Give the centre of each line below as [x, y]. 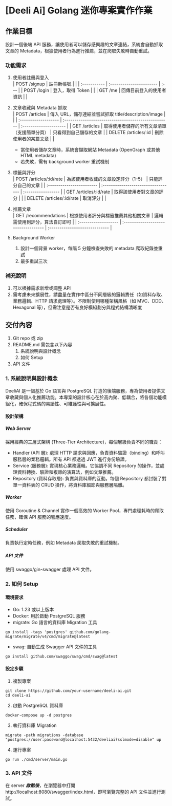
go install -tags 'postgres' [36, 632]
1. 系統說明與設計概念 [31, 379]
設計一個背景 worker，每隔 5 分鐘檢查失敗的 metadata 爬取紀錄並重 [91, 248]
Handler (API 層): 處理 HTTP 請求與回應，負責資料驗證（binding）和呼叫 [89, 453]
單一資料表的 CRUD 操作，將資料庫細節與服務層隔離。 [70, 485]
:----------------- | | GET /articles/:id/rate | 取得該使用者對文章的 [91, 192]
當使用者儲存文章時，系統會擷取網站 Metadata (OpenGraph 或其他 [90, 150]
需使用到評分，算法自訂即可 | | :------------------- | [67, 222]
